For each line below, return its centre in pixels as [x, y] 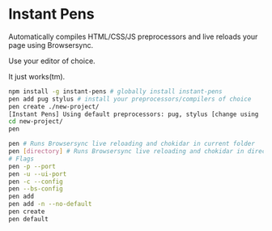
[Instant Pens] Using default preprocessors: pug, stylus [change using [134, 114]
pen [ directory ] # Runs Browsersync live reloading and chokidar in [126, 152]
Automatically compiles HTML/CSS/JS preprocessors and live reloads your [133, 36]
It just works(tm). [37, 76]
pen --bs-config [36, 189]
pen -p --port [32, 166]
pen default [28, 219]
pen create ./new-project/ [54, 106]
